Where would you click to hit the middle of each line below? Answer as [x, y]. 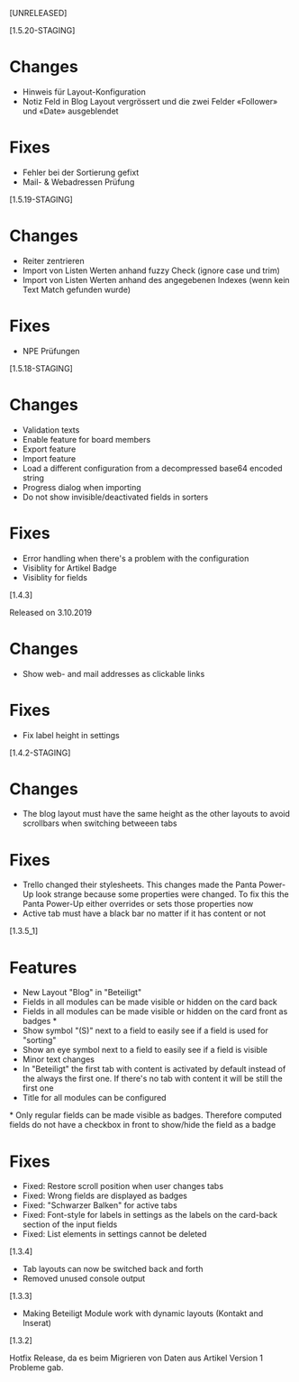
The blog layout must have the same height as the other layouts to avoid [156, 814]
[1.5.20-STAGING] [42, 30]
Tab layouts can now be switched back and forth [113, 1269]
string [33, 478]
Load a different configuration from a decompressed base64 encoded [152, 468]
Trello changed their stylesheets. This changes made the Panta [140, 885]
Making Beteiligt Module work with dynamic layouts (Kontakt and [143, 1313]
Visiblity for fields [55, 577]
